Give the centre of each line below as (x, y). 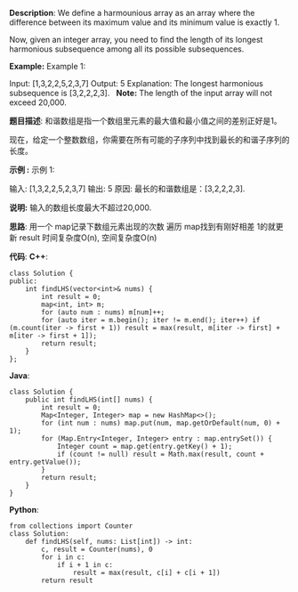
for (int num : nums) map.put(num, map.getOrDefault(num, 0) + (161, 423)
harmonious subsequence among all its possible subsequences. (127, 49)
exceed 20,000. (38, 102)
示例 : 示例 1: (32, 170)
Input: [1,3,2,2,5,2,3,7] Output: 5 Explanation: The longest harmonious (137, 83)
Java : (20, 376)
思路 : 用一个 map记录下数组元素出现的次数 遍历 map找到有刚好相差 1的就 (142, 227)
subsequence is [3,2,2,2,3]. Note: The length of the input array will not (141, 93)
